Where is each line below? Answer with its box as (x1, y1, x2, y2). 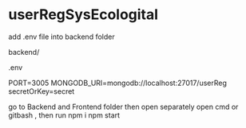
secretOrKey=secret (8, 86, 75, 96)
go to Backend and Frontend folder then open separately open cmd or (8, 102, 239, 111)
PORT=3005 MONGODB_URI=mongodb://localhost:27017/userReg (8, 78, 228, 87)
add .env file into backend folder (8, 32, 115, 41)
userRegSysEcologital (8, 6, 158, 24)
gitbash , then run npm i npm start (8, 110, 121, 120)
